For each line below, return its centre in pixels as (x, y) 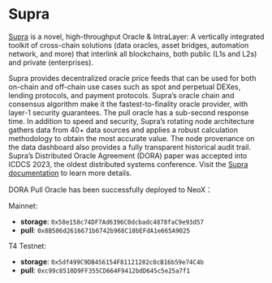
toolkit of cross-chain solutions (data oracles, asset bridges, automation (129, 45)
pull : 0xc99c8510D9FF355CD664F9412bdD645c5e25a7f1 (105, 270)
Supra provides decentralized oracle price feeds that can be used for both (132, 78)
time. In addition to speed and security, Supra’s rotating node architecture (132, 121)
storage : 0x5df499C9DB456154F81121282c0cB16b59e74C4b (112, 261)
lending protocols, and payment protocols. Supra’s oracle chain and (121, 95)
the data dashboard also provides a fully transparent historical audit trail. (130, 147)
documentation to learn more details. (70, 173)
